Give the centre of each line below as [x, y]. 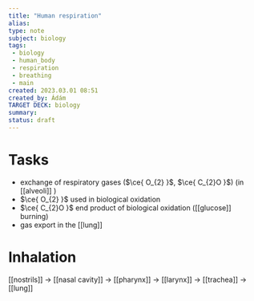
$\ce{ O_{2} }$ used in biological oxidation [90, 199]
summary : [23, 113]
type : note [26, 31]
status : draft [32, 120]
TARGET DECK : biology [44, 105]
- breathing [32, 75]
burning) [34, 216]
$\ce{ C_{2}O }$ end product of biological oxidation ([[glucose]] [125, 207]
